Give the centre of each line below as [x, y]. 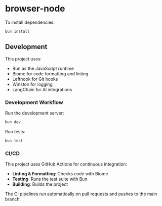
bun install [17, 31]
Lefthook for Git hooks [35, 79]
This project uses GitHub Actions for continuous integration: [66, 164]
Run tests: [15, 131]
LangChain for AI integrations [42, 89]
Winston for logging [32, 84]
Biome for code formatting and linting [50, 74]
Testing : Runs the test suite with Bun [50, 179]
